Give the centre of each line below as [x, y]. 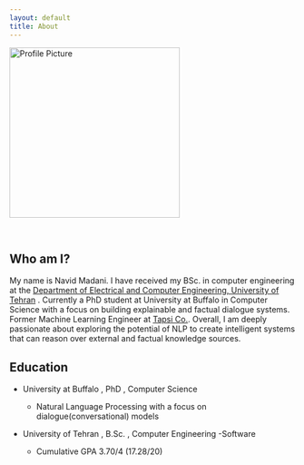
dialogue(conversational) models [98, 416]
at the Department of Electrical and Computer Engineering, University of [144, 291]
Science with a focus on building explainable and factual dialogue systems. [150, 310]
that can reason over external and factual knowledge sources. [125, 339]
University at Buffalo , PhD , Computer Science [110, 389]
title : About [34, 26]
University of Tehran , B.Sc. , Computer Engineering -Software [139, 434]
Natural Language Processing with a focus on [121, 407]
